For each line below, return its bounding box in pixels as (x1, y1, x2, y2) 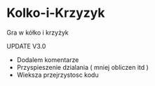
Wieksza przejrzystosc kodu (16, 70, 99, 79)
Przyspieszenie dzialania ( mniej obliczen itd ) (16, 63, 149, 71)
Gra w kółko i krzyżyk (6, 28, 69, 37)
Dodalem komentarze (16, 55, 79, 64)
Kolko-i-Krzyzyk (6, 5, 105, 21)
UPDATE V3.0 (6, 42, 46, 50)
